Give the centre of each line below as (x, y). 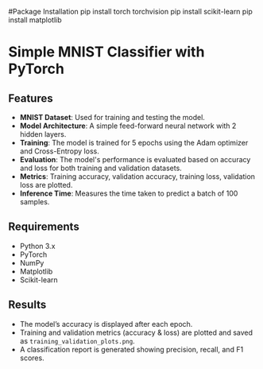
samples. (35, 202)
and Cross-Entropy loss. (59, 151)
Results (27, 305)
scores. (32, 358)
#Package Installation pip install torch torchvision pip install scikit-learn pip (130, 12)
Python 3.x (37, 246)
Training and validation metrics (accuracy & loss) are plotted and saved (136, 332)
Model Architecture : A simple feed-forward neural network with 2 (128, 126)
